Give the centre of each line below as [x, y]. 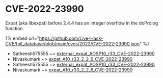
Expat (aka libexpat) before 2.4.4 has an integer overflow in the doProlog [82, 23]
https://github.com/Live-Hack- [71, 38]
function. [15, 28]
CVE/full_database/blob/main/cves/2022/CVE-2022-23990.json [73, 43]
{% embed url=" [22, 38]
